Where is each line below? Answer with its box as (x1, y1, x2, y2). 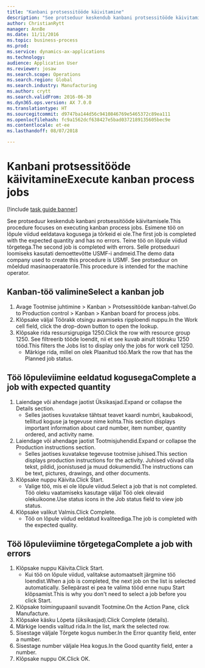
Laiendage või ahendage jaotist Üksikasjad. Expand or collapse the (15, 398, 182, 405)
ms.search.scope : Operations (7, 71, 81, 77)
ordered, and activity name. (24, 430, 94, 438)
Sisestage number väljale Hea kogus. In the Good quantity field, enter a (15, 642, 193, 650)
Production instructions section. (15, 443, 96, 451)
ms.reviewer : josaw (7, 65, 57, 72)
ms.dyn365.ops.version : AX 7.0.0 (7, 99, 92, 105)
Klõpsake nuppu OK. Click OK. (15, 655, 91, 663)
